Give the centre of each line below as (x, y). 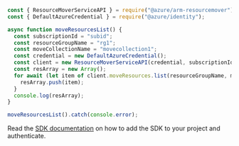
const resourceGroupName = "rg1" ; (65, 43)
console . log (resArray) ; (49, 96)
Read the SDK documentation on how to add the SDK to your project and (114, 128)
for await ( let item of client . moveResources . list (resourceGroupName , (121, 75)
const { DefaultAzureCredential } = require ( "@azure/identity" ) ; (106, 17)
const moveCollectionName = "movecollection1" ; (86, 50)
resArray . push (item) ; (52, 82)
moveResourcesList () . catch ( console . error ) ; (73, 115)
